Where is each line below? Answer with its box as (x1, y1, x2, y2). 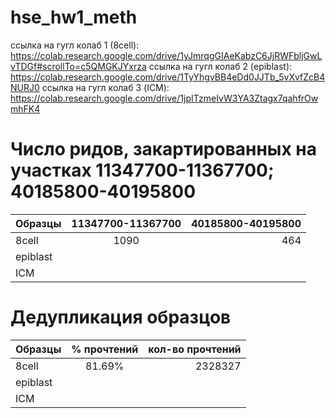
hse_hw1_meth (10, 6, 138, 29)
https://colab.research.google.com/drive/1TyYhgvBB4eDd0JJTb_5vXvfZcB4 (10, 71, 326, 83)
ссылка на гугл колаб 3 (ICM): (41, 81, 170, 93)
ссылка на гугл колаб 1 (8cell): (10, 39, 140, 51)
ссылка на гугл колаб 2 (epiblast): (148, 60, 293, 72)
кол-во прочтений (148, 342, 242, 356)
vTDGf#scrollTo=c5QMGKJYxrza (10, 60, 147, 72)
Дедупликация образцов (10, 306, 232, 329)
